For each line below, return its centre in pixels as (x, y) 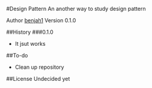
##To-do (17, 55)
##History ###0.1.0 (30, 32)
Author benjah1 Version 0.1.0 (41, 20)
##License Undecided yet (38, 79)
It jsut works (30, 44)
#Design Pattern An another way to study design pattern (76, 9)
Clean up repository (39, 67)
